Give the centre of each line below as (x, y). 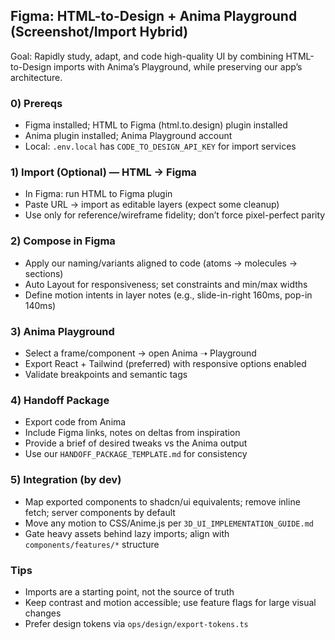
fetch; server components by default (100, 512)
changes (43, 613)
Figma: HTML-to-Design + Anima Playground (154, 16)
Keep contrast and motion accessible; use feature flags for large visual (170, 602)
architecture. (36, 77)
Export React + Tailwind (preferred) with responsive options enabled (165, 363)
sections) (44, 273)
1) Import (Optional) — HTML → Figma (103, 172)
